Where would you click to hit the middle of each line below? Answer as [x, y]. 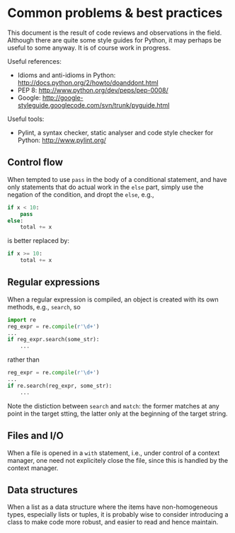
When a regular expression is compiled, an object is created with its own [113, 299]
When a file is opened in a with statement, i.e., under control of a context [114, 453]
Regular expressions [54, 282]
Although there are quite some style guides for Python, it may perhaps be [114, 40]
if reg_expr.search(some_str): [53, 340]
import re [22, 320]
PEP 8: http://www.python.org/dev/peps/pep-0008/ [93, 90]
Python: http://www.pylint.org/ [62, 140]
